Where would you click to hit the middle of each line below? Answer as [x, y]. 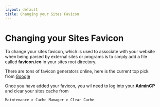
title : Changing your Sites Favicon [42, 14]
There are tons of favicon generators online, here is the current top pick [77, 71]
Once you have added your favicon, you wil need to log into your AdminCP [80, 86]
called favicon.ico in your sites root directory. [51, 62]
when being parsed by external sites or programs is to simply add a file [76, 57]
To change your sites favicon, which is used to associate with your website [80, 52]
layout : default [21, 9]
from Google [18, 76]
